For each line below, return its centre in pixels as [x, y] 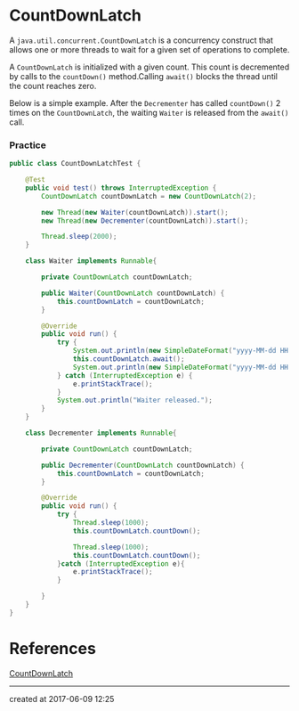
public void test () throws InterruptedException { [121, 188]
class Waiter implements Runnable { [91, 261]
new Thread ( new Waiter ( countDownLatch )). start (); [135, 212]
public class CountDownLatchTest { [75, 164]
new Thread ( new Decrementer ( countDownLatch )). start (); [145, 221]
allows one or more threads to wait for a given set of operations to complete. [149, 49]
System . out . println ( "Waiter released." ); [135, 400]
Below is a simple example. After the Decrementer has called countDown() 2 [145, 102]
